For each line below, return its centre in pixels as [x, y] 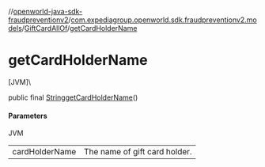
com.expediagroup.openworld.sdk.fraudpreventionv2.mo [164, 20]
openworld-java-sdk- [48, 11]
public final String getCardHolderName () [73, 97]
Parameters [28, 116]
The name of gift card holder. [138, 152]
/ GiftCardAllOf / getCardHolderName [79, 28]
